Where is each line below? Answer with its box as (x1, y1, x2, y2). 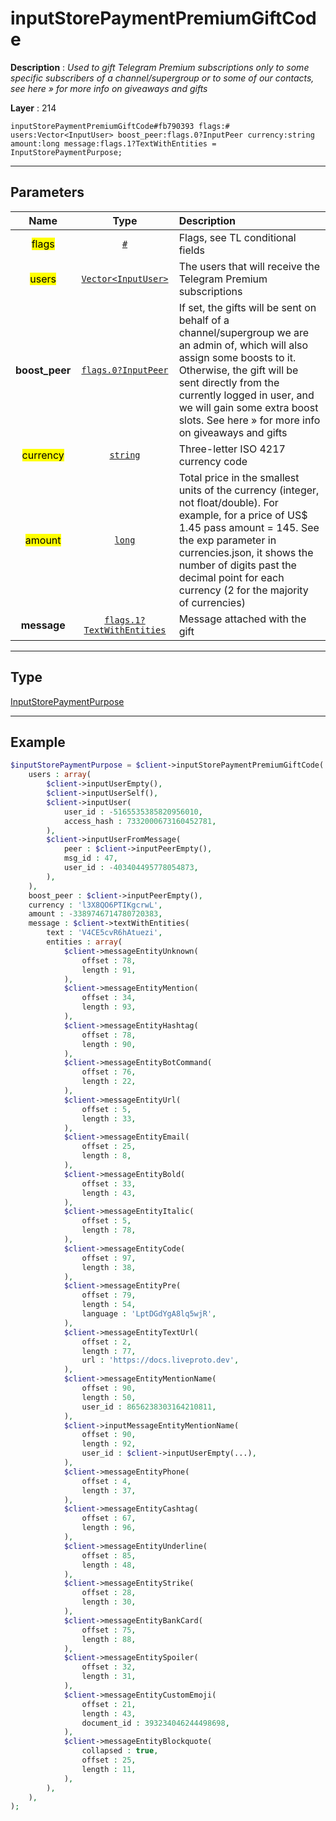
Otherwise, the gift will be (178, 363, 299, 377)
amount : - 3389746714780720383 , (28, 909, 163, 919)
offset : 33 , (81, 1178, 137, 1189)
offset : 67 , (81, 1513, 137, 1524)
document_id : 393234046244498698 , (81, 1718, 230, 1728)
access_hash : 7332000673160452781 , (63, 816, 217, 826)
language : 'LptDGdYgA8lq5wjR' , (81, 1309, 217, 1319)
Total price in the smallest (178, 470, 300, 484)
